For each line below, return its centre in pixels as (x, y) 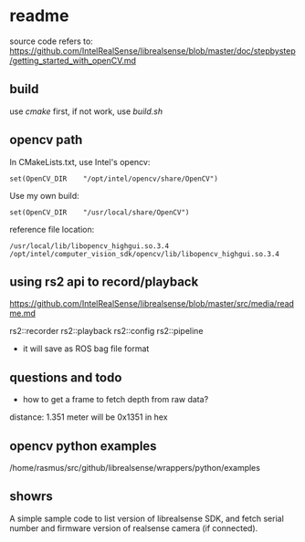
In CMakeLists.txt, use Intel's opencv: (80, 162)
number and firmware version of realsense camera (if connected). (134, 528)
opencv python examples (83, 446)
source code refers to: (51, 41)
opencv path (46, 140)
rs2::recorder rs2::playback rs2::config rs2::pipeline (106, 331)
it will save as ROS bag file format (86, 349)
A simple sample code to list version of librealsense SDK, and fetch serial (147, 518)
